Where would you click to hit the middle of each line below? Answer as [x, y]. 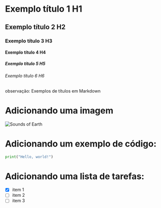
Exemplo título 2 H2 [35, 27]
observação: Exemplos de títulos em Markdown [53, 91]
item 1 [18, 190]
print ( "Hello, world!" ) [29, 157]
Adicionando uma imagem [59, 110]
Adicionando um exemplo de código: [81, 143]
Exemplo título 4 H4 [26, 53]
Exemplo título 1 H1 [44, 9]
